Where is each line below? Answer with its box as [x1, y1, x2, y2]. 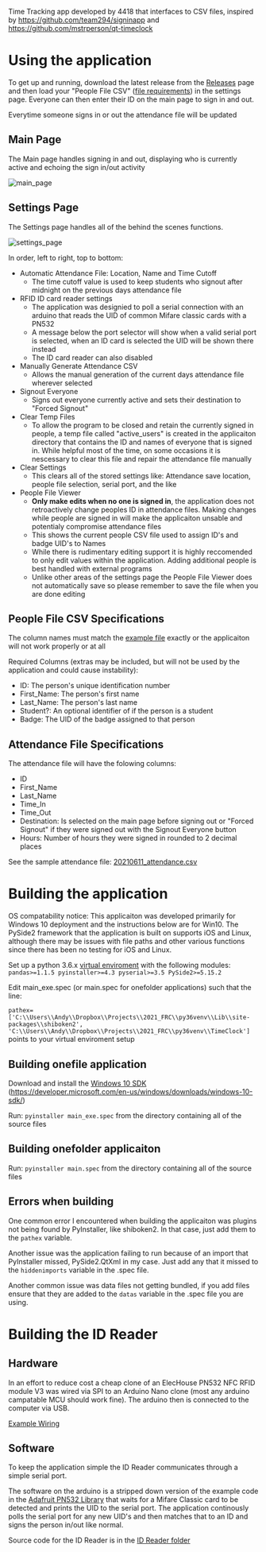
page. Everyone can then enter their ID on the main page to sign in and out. [8, 95, 254, 104]
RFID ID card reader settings [19, 293, 113, 303]
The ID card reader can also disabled [31, 353, 153, 362]
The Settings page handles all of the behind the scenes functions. [8, 222, 224, 231]
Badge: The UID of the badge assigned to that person [19, 714, 195, 724]
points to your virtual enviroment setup [8, 1035, 135, 1044]
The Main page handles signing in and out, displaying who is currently [8, 154, 237, 164]
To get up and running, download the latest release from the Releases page [8, 77, 255, 87]
